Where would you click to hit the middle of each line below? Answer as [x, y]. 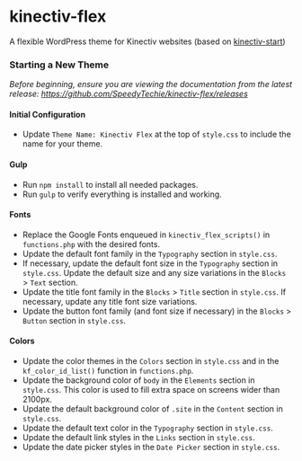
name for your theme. [62, 144]
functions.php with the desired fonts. [91, 244]
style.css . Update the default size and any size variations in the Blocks [154, 272]
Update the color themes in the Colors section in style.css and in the [151, 361]
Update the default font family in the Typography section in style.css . [150, 253]
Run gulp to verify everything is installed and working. [122, 194]
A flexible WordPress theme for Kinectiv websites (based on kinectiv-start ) [147, 41]
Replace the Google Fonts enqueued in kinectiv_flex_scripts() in [146, 235]
